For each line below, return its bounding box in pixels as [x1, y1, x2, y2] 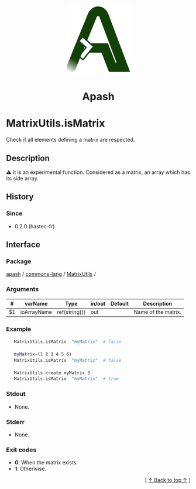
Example [6, 324, 32, 333]
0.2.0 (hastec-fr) [14, 223, 55, 230]
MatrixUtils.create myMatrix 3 [13, 370, 91, 376]
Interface [6, 240, 40, 250]
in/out [90, 300, 106, 307]
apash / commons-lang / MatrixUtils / [6, 271, 97, 278]
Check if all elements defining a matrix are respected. [6, 136, 135, 143]
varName [25, 300, 48, 307]
